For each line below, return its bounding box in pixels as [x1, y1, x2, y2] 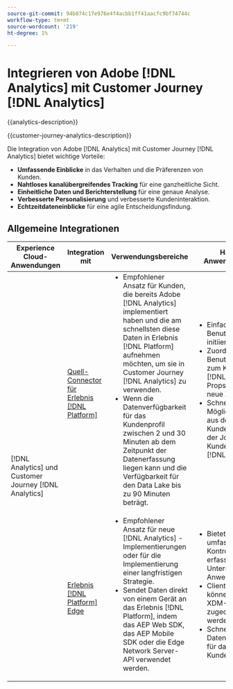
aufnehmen [122, 350, 161, 359]
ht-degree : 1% [7, 29, 49, 37]
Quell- [67, 367, 89, 376]
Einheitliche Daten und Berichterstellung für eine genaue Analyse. [17, 188, 210, 196]
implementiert [122, 307, 169, 316]
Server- [152, 646, 179, 656]
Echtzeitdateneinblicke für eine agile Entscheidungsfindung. [17, 203, 192, 211]
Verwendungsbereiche [110, 252, 189, 261]
